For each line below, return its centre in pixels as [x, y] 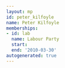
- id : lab [18, 34]
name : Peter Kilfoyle [33, 22]
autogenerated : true [32, 56]
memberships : [22, 28]
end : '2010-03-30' [34, 50]
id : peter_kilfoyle [30, 17]
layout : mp [19, 12]
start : [19, 45]
